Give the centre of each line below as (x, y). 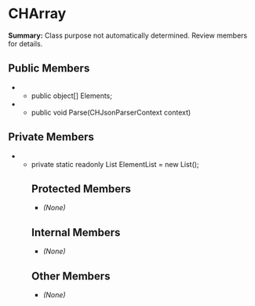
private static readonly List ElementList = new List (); (115, 164)
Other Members (71, 276)
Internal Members (76, 232)
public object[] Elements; (71, 96)
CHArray (37, 14)
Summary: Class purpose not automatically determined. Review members (128, 35)
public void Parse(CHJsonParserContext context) (111, 112)
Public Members (49, 69)
